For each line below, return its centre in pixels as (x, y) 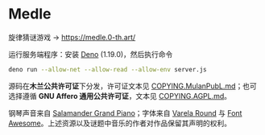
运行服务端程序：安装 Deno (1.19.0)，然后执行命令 (91, 54)
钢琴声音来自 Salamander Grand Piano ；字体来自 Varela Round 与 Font (125, 112)
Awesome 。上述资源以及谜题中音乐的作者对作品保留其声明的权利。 (120, 123)
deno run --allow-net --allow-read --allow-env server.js (108, 69)
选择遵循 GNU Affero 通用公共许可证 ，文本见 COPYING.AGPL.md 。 (120, 96)
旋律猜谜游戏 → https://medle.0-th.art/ (72, 37)
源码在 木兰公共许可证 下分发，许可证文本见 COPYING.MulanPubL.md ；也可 (133, 86)
